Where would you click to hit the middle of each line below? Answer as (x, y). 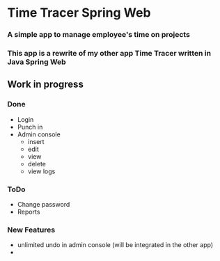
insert (36, 141)
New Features (31, 230)
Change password (44, 205)
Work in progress (45, 85)
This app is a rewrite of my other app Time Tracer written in (109, 54)
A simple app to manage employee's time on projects (99, 35)
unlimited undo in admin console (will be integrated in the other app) (115, 245)
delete (37, 164)
